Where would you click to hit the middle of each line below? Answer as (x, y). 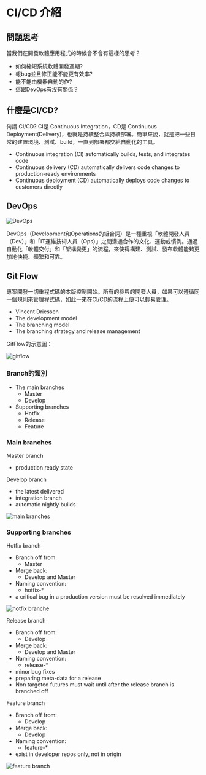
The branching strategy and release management (78, 331)
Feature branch (26, 703)
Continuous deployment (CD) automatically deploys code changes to (102, 180)
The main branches (40, 387)
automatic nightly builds (45, 505)
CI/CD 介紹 (34, 13)
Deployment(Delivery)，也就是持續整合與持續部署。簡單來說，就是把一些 (98, 134)
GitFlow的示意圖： (29, 344)
